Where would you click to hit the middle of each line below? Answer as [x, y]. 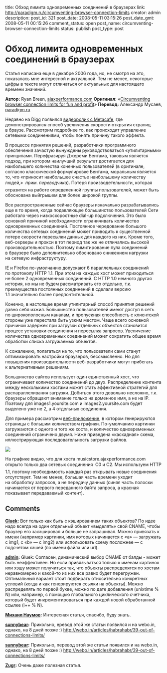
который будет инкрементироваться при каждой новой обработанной [80, 600]
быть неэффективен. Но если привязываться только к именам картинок [82, 562]
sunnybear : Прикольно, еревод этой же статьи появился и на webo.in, [81, 624]
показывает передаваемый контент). [45, 493]
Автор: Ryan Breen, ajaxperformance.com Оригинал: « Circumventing [78, 99]
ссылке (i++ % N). [24, 605]
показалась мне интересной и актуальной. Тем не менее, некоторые [79, 78]
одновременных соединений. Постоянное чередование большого [76, 226]
